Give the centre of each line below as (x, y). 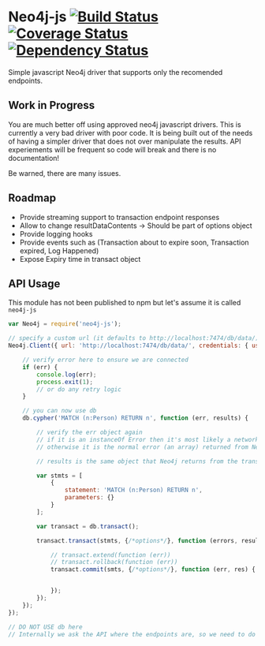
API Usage (34, 284)
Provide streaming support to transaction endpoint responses (119, 217)
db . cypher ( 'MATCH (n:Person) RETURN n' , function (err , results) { (135, 418)
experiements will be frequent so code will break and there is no (112, 149)
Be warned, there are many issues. (65, 173)
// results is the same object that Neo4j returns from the (137, 461)
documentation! (34, 158)
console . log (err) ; (67, 375)
